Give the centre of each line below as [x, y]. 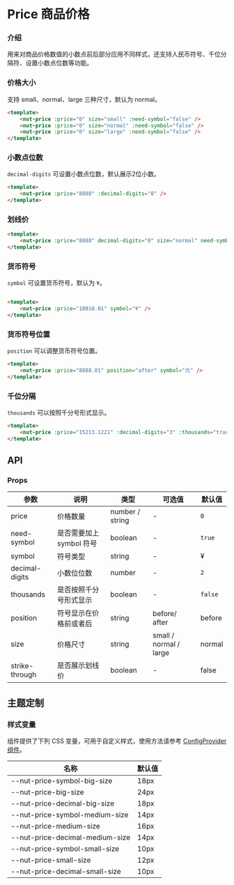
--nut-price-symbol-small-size [65, 849]
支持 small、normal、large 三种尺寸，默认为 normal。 [84, 99]
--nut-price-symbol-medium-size [70, 815]
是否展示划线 [78, 665]
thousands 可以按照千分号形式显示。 [59, 413]
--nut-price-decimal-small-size [66, 872]
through [24, 675]
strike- [22, 666]
